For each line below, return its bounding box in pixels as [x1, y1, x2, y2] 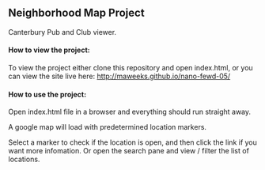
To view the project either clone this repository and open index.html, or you [8, 63, 253, 73]
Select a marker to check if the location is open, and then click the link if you [8, 138, 257, 147]
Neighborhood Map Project [8, 6, 145, 20]
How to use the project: [8, 89, 87, 99]
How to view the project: [8, 45, 90, 55]
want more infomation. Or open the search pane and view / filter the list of [8, 146, 249, 156]
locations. [8, 154, 40, 164]
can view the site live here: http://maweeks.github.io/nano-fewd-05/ [8, 71, 231, 81]
